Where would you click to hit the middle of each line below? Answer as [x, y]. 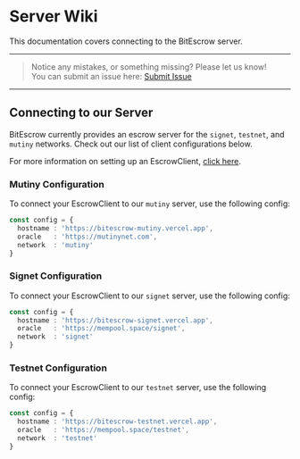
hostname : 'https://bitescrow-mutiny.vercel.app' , [116, 228]
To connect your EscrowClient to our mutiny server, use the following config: [150, 204]
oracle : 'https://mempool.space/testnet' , [104, 430]
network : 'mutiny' [55, 245]
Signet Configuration [56, 276]
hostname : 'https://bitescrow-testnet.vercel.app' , [117, 421]
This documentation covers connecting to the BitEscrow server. [126, 41]
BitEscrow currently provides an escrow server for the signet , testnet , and [147, 134]
